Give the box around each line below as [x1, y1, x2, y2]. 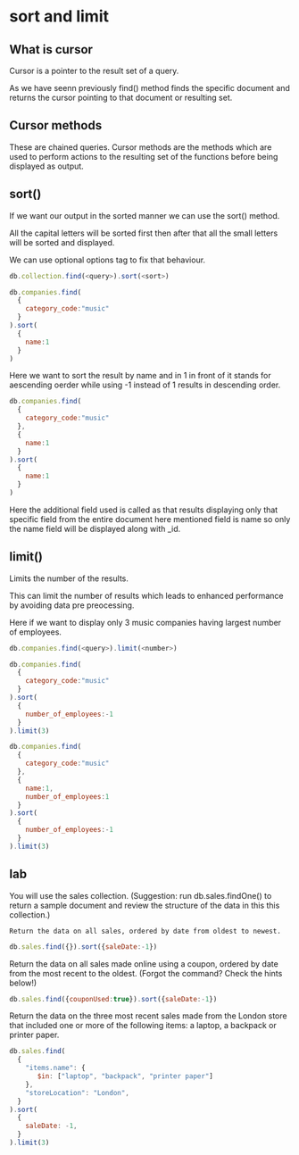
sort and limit [9, 6, 110, 27]
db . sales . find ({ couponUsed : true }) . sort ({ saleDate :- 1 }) [9, 994, 218, 1003]
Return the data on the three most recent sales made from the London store [9, 1010, 287, 1021]
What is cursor [9, 42, 94, 57]
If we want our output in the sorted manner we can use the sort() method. [9, 210, 280, 220]
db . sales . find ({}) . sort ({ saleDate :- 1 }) [9, 942, 158, 951]
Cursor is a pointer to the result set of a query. [9, 65, 179, 76]
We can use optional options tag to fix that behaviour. [9, 254, 206, 265]
